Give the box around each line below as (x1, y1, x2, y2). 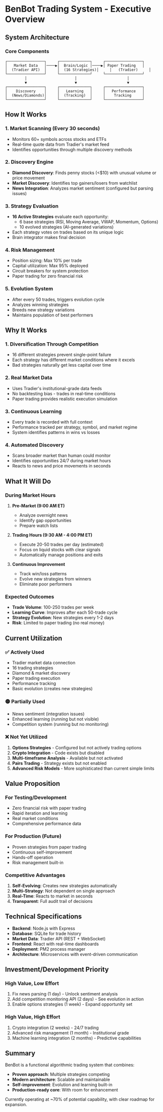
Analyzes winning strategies (12, 301, 69, 308)
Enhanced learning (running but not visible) (12, 716, 99, 722)
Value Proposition (5, 779, 60, 788)
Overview (5, 14, 45, 25)
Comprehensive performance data (12, 820, 81, 827)
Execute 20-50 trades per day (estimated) (19, 542, 104, 547)
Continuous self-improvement (12, 849, 72, 855)
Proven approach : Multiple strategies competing (12, 1072, 110, 1077)
